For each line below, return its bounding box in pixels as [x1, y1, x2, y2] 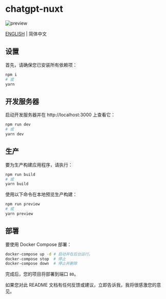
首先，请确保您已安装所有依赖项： [5, 62, 77, 68]
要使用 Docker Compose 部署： [5, 241, 72, 247]
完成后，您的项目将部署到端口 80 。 [5, 271, 79, 277]
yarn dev [5, 132, 24, 137]
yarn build [5, 181, 29, 186]
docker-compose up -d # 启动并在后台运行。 [5, 251, 93, 257]
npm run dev [5, 122, 31, 127]
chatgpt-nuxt [5, 3, 64, 15]
